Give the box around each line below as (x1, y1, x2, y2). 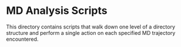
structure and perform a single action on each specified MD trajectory (6, 29, 176, 36)
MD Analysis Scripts (6, 4, 108, 17)
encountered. (6, 35, 39, 42)
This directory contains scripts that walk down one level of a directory (6, 23, 175, 30)
